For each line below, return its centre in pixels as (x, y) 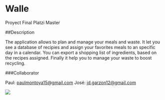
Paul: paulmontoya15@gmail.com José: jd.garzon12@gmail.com (71, 82)
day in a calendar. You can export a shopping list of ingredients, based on (81, 52)
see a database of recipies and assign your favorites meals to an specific (80, 47)
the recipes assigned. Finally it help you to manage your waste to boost (78, 57)
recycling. (15, 63)
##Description (20, 32)
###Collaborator (22, 72)
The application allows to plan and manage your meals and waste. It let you (83, 42)
